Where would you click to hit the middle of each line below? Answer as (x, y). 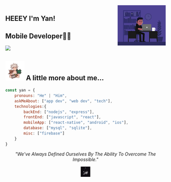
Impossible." (85, 159)
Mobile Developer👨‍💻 (38, 36)
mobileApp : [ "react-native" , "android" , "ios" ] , (76, 123)
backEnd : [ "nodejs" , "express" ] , (59, 112)
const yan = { (20, 90)
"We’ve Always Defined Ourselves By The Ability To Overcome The (85, 154)
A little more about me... (65, 78)
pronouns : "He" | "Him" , (41, 96)
